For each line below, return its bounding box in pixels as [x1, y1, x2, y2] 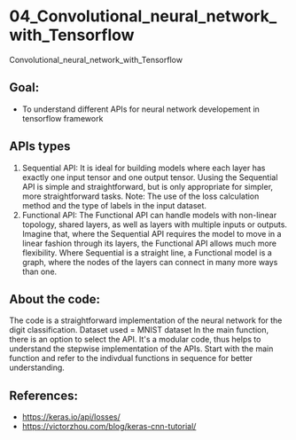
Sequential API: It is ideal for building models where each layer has [21, 162, 266, 173]
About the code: [9, 291, 100, 307]
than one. [21, 266, 58, 277]
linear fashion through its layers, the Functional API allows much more [21, 238, 277, 248]
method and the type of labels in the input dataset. [21, 200, 206, 210]
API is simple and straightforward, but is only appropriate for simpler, [21, 181, 273, 192]
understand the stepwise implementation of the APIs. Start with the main [9, 343, 274, 354]
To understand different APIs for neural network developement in [21, 104, 260, 114]
